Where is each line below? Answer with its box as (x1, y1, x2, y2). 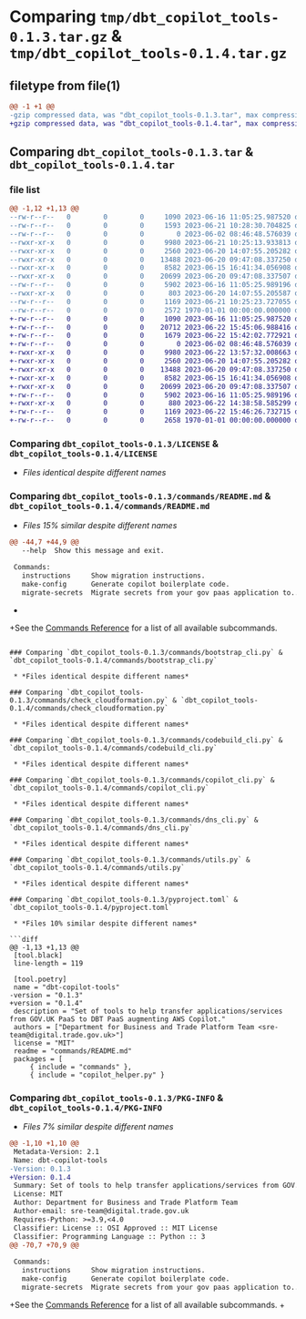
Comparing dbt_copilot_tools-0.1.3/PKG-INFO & (9, 1091, 224, 1104)
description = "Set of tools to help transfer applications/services (13, 1007, 283, 1016)
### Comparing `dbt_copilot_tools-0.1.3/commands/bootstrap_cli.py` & (9, 648, 283, 657)
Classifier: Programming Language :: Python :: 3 (13, 1232, 206, 1241)
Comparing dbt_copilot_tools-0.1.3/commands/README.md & (9, 490, 271, 503)
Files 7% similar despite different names (22, 1121, 174, 1132)
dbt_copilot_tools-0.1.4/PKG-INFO (9, 1102, 162, 1113)
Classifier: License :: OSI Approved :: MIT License (13, 1223, 219, 1232)
